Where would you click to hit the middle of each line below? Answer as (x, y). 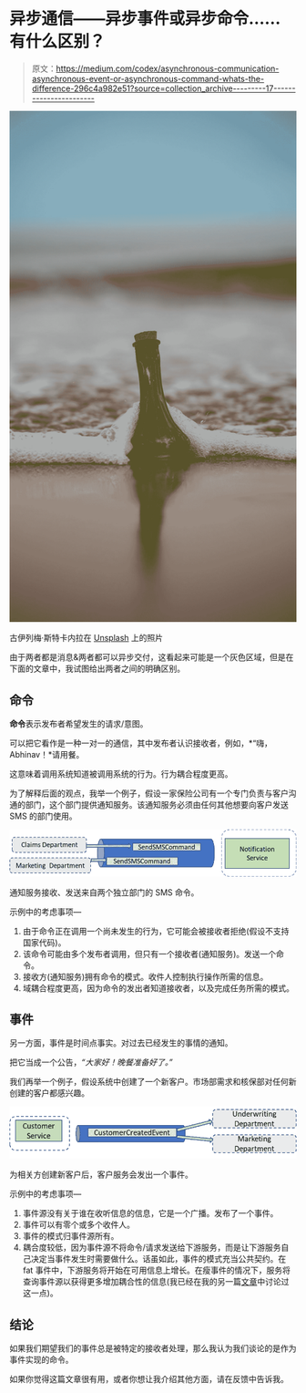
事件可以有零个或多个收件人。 (78, 1225)
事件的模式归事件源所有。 (71, 1236)
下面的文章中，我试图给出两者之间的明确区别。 (97, 669)
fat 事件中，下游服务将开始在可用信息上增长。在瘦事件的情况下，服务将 (157, 1270)
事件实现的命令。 (41, 1360)
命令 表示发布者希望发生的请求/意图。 (79, 724)
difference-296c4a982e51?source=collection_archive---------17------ (163, 88)
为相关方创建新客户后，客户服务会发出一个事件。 (101, 1175)
